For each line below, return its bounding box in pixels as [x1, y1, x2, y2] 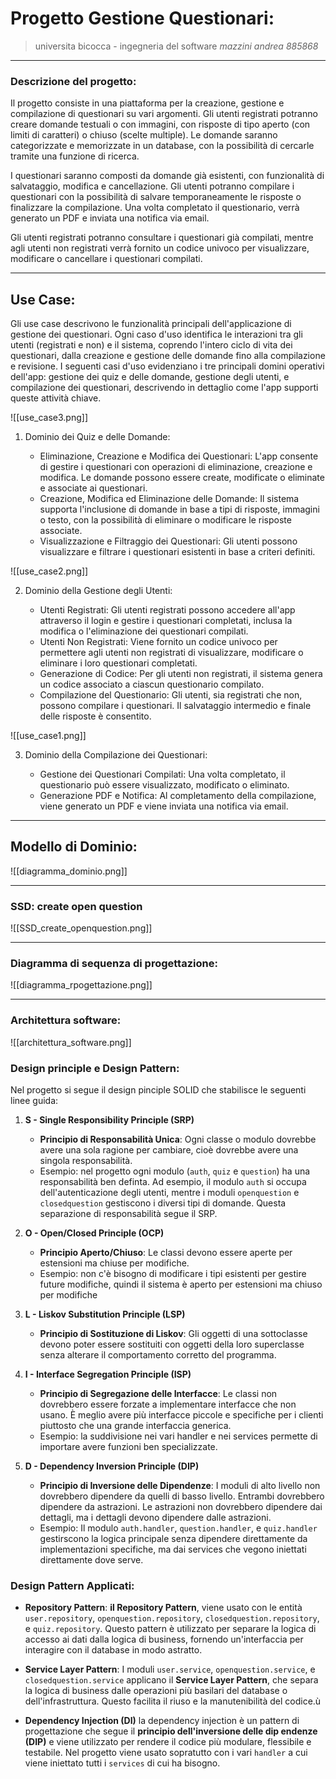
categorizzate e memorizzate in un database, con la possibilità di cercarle [10, 140, 315, 152]
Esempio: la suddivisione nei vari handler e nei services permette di [39, 1430, 318, 1442]
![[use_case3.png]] [10, 412, 89, 424]
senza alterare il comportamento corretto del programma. [39, 1349, 277, 1361]
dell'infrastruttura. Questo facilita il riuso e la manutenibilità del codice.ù [24, 1695, 322, 1707]
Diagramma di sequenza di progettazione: [10, 957, 218, 971]
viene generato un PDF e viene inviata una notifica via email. [39, 800, 289, 812]
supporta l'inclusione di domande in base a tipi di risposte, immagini [39, 503, 320, 516]
